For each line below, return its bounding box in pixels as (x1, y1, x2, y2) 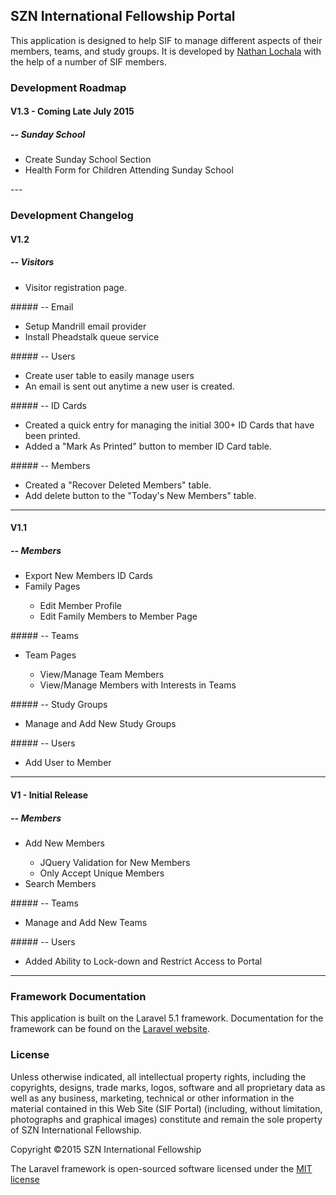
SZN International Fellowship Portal (10, 8, 236, 25)
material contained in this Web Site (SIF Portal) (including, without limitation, (10, 1102, 323, 1114)
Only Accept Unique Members (39, 867, 165, 879)
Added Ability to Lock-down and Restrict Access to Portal (24, 955, 263, 967)
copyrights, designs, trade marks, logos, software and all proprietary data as (10, 1081, 326, 1093)
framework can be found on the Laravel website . (10, 1023, 211, 1035)
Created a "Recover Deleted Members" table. (24, 479, 212, 491)
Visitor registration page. (24, 281, 127, 293)
